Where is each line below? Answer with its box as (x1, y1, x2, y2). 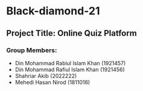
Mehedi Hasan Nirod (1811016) (14, 78, 91, 86)
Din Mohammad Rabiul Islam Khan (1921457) (14, 59, 126, 66)
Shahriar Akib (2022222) (14, 72, 77, 79)
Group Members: (6, 46, 57, 54)
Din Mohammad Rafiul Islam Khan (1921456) (14, 66, 125, 73)
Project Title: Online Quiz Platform (6, 28, 137, 38)
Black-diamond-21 (6, 4, 101, 18)
